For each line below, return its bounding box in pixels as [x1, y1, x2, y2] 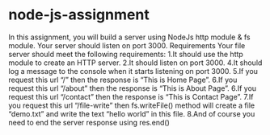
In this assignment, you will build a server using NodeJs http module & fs [8, 32, 251, 42]
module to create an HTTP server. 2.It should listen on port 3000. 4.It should [8, 58, 263, 67]
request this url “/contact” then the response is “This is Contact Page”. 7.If [8, 92, 254, 101]
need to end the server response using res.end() [8, 117, 170, 127]
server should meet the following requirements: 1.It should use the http [8, 49, 244, 59]
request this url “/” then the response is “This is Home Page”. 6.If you [8, 75, 238, 84]
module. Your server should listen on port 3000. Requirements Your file [8, 40, 246, 50]
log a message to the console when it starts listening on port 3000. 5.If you [8, 66, 259, 76]
